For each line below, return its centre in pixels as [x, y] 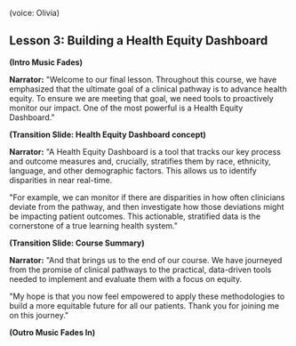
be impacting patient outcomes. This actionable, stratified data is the [135, 216]
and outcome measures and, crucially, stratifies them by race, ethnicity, [140, 161]
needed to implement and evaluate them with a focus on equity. [126, 278]
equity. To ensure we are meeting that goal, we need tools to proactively [141, 98]
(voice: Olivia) [35, 13]
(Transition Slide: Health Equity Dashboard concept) [108, 134]
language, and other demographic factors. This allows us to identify [133, 170]
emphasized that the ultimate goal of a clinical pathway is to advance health [148, 89]
